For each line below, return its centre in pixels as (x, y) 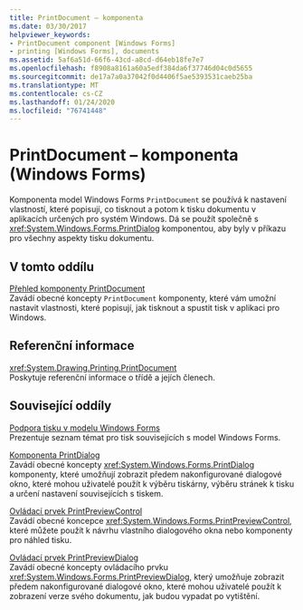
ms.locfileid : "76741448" (58, 111)
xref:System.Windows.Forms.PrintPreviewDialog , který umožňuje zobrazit (147, 576)
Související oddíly (61, 406)
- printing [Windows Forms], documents (85, 52)
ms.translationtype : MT (54, 85)
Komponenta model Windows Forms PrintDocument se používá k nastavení (148, 199)
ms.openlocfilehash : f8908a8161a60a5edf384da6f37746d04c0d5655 (131, 69)
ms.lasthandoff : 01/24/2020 (62, 102)
